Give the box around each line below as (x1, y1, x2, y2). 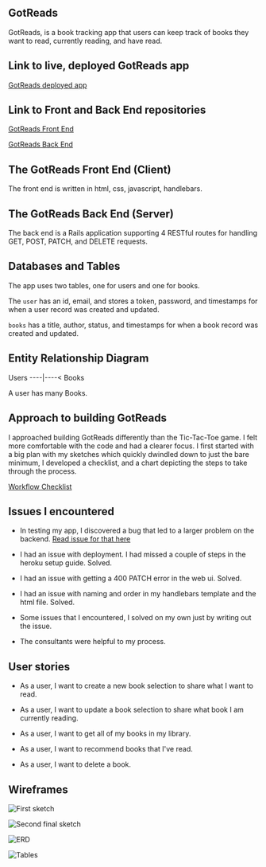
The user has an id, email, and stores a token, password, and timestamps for (8, 296, 258, 306)
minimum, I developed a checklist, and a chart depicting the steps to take (8, 458, 248, 467)
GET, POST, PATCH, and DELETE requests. (8, 236, 148, 246)
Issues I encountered (8, 505, 115, 518)
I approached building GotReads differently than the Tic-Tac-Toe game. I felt (8, 432, 258, 442)
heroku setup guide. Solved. (19, 558, 113, 568)
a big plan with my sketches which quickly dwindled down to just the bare (8, 449, 250, 459)
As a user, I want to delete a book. (19, 760, 132, 769)
